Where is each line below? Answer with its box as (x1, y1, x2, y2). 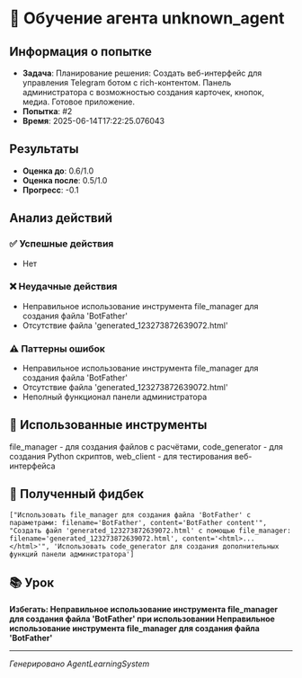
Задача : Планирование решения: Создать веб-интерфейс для (22, 67, 262, 78)
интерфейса (9, 460, 56, 471)
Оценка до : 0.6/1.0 (22, 165, 94, 176)
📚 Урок (9, 575, 55, 591)
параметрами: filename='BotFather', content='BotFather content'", (9, 518, 268, 527)
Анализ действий (9, 210, 113, 226)
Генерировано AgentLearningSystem (9, 658, 150, 669)
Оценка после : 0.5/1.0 (22, 174, 108, 185)
